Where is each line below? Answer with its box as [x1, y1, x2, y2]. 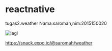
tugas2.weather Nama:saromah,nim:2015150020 [5, 20, 107, 26]
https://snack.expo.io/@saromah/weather [5, 39, 93, 46]
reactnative [5, 4, 55, 15]
